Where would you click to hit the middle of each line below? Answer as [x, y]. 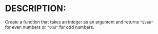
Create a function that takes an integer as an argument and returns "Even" [79, 22]
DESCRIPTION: [36, 8]
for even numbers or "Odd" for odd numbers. [49, 27]
